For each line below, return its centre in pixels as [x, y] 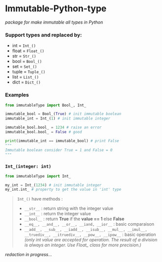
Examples [17, 95]
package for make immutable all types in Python [54, 22]
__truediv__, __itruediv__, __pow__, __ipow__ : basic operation [90, 234]
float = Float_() [28, 51]
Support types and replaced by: [44, 35]
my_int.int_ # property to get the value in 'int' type [63, 190]
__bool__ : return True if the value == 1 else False [74, 219]
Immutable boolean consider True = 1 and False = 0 [59, 150]
